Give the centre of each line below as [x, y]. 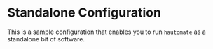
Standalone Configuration [84, 13]
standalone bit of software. [46, 39]
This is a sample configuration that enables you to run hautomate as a [107, 32]
